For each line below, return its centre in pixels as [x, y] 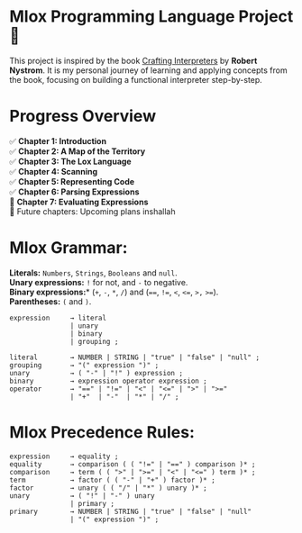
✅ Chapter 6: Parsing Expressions [74, 192]
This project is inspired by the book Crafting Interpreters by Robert [133, 60]
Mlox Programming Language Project [151, 17]
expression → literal [58, 318]
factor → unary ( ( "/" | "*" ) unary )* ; [108, 488]
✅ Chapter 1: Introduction [58, 140]
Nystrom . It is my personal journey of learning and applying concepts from [148, 70]
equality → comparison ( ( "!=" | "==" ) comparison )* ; [133, 464]
